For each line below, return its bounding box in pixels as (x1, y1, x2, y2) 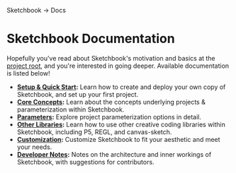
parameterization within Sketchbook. (16, 105, 125, 114)
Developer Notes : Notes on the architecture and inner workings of (16, 150, 212, 158)
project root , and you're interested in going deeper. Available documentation (6, 61, 230, 70)
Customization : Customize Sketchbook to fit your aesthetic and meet (16, 135, 220, 143)
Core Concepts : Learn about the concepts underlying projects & (16, 97, 206, 106)
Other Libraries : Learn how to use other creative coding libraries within (16, 120, 226, 129)
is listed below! (6, 68, 50, 77)
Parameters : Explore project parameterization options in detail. (16, 112, 201, 121)
